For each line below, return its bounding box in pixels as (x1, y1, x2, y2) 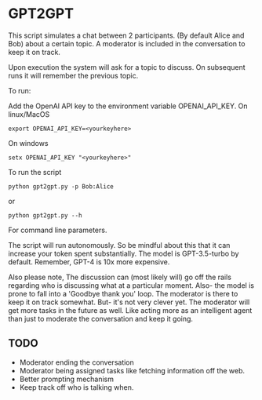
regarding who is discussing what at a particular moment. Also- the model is (8, 280, 255, 290)
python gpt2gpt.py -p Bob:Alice (8, 182, 114, 191)
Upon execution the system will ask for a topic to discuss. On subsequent (8, 62, 246, 71)
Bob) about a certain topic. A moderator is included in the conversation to (8, 38, 246, 48)
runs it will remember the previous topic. (8, 71, 139, 80)
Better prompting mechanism (19, 374, 114, 384)
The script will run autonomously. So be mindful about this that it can (8, 240, 231, 249)
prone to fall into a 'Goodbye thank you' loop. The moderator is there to (8, 289, 238, 298)
